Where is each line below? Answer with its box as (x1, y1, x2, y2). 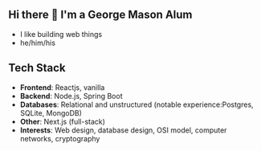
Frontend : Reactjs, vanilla (19, 82, 105, 92)
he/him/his (19, 38, 56, 47)
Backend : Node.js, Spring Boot (19, 91, 123, 100)
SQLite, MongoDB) (19, 108, 83, 117)
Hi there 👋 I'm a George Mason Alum (8, 8, 193, 22)
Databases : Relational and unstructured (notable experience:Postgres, (19, 100, 255, 109)
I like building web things (19, 29, 103, 39)
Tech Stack (8, 61, 66, 75)
